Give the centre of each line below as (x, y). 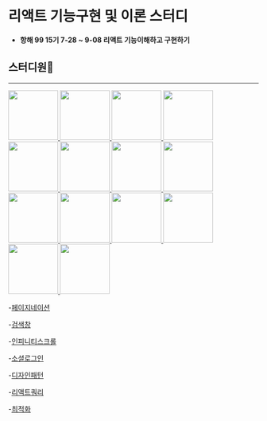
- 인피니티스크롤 (33, 341)
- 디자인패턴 (26, 375)
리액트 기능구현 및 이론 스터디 (98, 16)
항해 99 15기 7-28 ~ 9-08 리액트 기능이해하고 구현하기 (105, 40)
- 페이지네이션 (29, 307)
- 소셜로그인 (26, 358)
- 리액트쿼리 (26, 392)
